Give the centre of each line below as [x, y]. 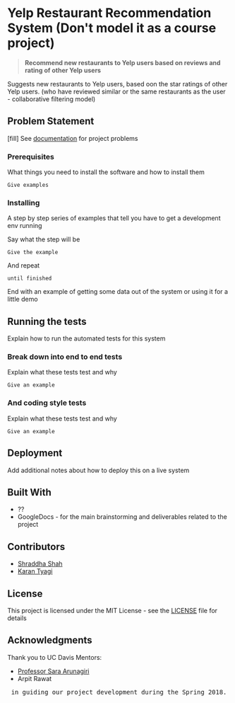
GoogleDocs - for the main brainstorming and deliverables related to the [122, 517]
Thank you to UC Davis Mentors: [55, 657]
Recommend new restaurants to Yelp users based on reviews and [122, 62]
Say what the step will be [44, 239]
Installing [24, 202]
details [17, 618]
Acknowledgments [50, 640]
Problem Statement [51, 121]
